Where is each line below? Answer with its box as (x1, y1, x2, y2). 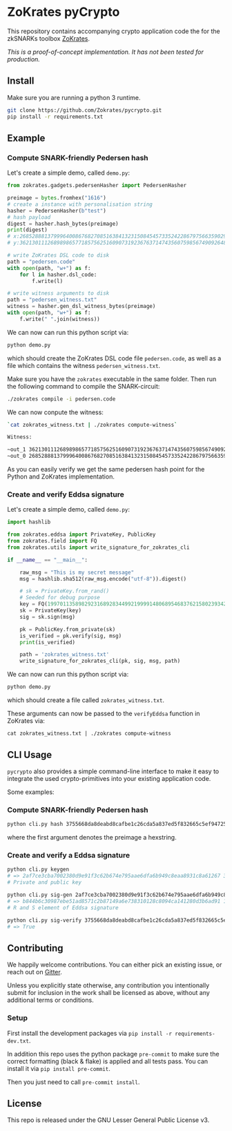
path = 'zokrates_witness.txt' (19, 651, 110, 658)
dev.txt (7, 1037, 30, 1045)
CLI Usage (7, 748, 52, 760)
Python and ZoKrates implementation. (7, 472, 115, 481)
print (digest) (7, 226, 48, 233)
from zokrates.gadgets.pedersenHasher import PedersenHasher (7, 182, 187, 189)
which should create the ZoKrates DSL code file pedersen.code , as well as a (7, 354, 222, 362)
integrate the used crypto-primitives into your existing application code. (7, 774, 211, 782)
